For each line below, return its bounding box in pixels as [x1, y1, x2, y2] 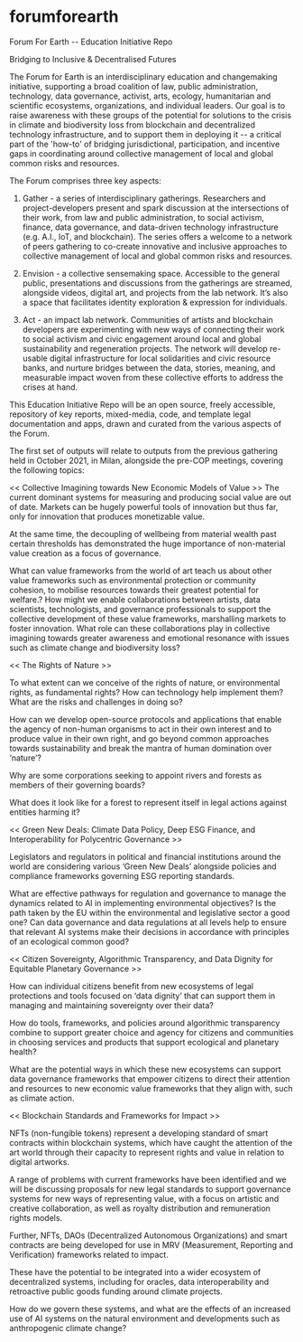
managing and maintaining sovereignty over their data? [9, 999, 214, 1010]
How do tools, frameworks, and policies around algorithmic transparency [9, 1017, 280, 1028]
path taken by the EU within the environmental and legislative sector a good [9, 907, 290, 918]
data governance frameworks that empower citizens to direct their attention [9, 1073, 290, 1084]
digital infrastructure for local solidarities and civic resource [49, 353, 271, 364]
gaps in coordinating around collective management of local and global [9, 147, 273, 159]
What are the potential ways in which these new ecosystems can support [9, 1063, 281, 1074]
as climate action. [9, 1092, 75, 1103]
